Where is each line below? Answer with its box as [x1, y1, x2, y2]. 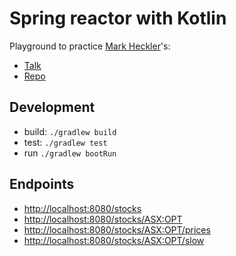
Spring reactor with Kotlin [9, 7, 227, 30]
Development [9, 99, 96, 116]
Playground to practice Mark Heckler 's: [9, 40, 171, 52]
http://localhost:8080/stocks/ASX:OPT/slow [23, 234, 205, 246]
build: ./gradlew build [23, 125, 117, 137]
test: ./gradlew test [23, 136, 108, 148]
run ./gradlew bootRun [23, 147, 117, 159]
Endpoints [9, 176, 75, 193]
